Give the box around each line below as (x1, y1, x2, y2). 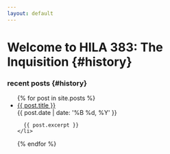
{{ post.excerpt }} (23, 122, 79, 129)
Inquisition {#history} (7, 54, 132, 69)
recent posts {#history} (7, 78, 88, 88)
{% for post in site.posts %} (16, 94, 96, 103)
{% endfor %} (16, 140, 57, 148)
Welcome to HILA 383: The (7, 39, 163, 55)
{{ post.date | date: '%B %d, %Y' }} (16, 109, 117, 117)
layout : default (7, 10, 53, 17)
